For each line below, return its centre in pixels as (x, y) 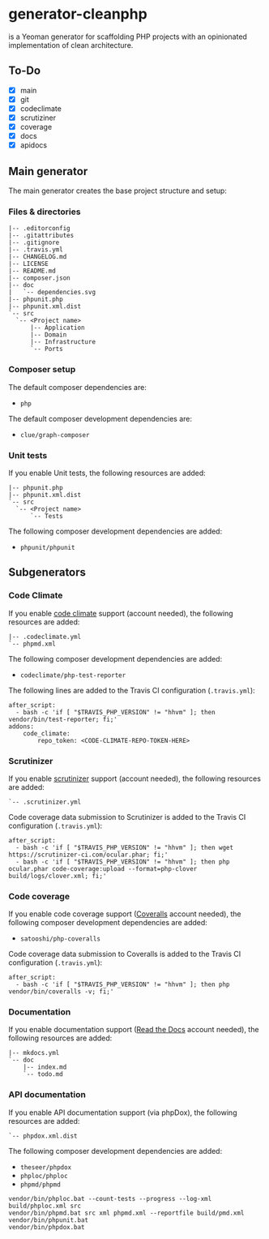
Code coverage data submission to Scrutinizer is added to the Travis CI (127, 817)
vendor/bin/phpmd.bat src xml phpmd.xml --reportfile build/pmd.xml (126, 1213)
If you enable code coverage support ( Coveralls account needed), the (125, 914)
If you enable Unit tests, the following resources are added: (107, 473)
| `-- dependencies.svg (52, 293)
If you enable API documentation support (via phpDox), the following (123, 1113)
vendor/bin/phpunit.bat (49, 1220)
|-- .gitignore (34, 243)
